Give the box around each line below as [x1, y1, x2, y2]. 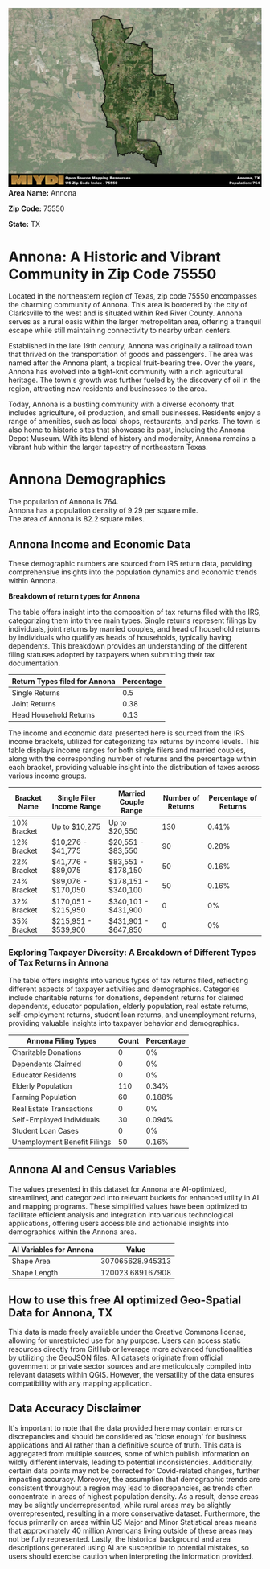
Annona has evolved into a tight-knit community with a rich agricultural [8, 367, 243, 377]
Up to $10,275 [51, 822, 101, 832]
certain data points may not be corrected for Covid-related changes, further [8, 1465, 260, 1476]
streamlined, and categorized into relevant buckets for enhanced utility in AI [8, 1192, 260, 1202]
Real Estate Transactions [11, 1103, 94, 1114]
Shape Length [11, 1267, 59, 1277]
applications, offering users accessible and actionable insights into [8, 1218, 229, 1228]
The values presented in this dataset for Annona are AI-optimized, [8, 1184, 227, 1194]
